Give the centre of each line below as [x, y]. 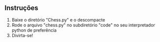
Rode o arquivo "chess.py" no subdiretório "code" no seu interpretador [83, 25]
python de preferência [34, 30]
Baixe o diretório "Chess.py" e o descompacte [58, 20]
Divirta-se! [22, 35]
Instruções [22, 8]
